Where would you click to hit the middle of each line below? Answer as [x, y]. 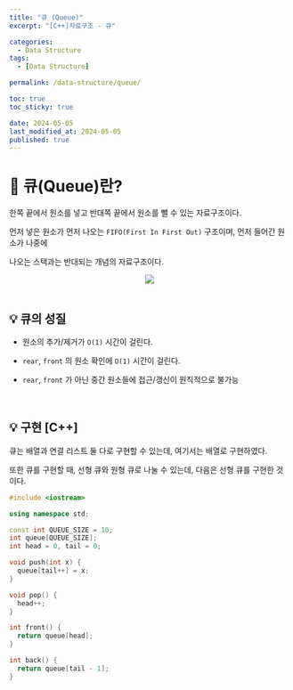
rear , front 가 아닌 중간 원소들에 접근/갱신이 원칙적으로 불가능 [130, 380]
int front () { [36, 628]
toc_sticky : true [41, 107]
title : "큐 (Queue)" [46, 17]
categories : [31, 42]
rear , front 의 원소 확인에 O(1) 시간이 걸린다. [101, 361]
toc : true [28, 99]
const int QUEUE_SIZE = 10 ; [61, 530]
